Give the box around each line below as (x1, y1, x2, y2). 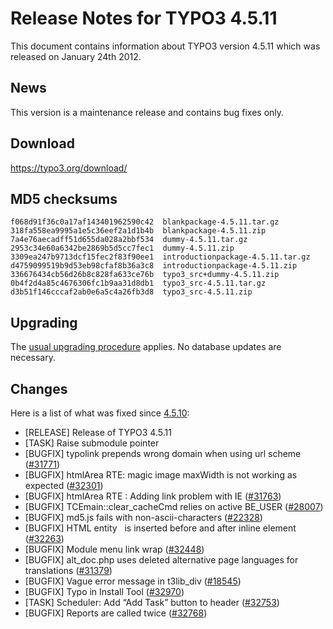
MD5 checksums (10, 190, 118, 207)
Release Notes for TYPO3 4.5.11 (10, 7, 278, 30)
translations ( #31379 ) (24, 565, 113, 576)
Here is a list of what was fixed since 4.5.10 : (10, 407, 190, 419)
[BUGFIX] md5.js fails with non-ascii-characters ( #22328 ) (24, 512, 263, 523)
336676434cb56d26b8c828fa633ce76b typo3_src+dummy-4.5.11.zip (10, 270, 280, 280)
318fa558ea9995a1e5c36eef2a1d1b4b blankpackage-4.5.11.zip (10, 226, 267, 236)
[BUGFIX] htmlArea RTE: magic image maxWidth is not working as (24, 469, 298, 481)
